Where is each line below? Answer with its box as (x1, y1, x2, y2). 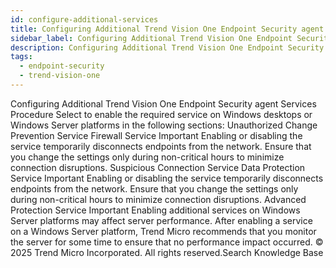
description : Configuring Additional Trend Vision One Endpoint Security (10, 42, 325, 53)
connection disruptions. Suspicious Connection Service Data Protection (10, 161, 306, 173)
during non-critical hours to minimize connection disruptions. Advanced (10, 193, 307, 205)
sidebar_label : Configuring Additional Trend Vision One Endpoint (10, 33, 293, 43)
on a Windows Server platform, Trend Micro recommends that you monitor (10, 225, 317, 237)
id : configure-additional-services (10, 14, 159, 25)
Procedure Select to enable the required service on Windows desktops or (10, 108, 313, 120)
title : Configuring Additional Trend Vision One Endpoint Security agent (10, 24, 325, 34)
